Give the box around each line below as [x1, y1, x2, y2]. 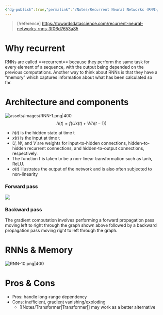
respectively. [12, 150, 38, 156]
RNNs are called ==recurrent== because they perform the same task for [5, 59, 150, 65]
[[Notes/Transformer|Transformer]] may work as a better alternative [19, 304, 156, 310]
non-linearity [12, 171, 38, 177]
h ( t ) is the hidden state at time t [12, 130, 75, 135]
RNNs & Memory [5, 244, 73, 256]
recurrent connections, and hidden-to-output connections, [27, 145, 145, 151]
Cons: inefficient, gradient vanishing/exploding [12, 299, 106, 305]
